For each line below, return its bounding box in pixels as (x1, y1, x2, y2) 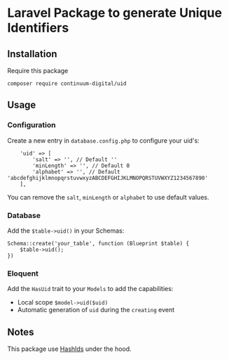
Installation (7, 48, 57, 60)
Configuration (7, 120, 56, 130)
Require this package (7, 67, 69, 75)
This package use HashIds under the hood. (7, 345, 132, 353)
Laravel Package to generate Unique (7, 5, 223, 21)
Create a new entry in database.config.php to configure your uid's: (7, 136, 200, 145)
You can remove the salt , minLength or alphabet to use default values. (7, 193, 209, 201)
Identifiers (7, 20, 69, 36)
